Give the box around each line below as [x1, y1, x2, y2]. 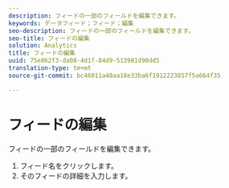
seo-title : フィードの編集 [8, 34, 90, 43]
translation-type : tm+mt [8, 64, 92, 72]
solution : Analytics [8, 42, 78, 50]
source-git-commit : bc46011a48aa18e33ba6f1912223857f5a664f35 [8, 72, 221, 80]
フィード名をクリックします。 [19, 161, 119, 170]
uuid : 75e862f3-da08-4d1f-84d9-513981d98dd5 [8, 57, 160, 65]
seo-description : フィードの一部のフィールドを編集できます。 [8, 27, 194, 35]
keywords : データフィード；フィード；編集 [8, 19, 134, 27]
